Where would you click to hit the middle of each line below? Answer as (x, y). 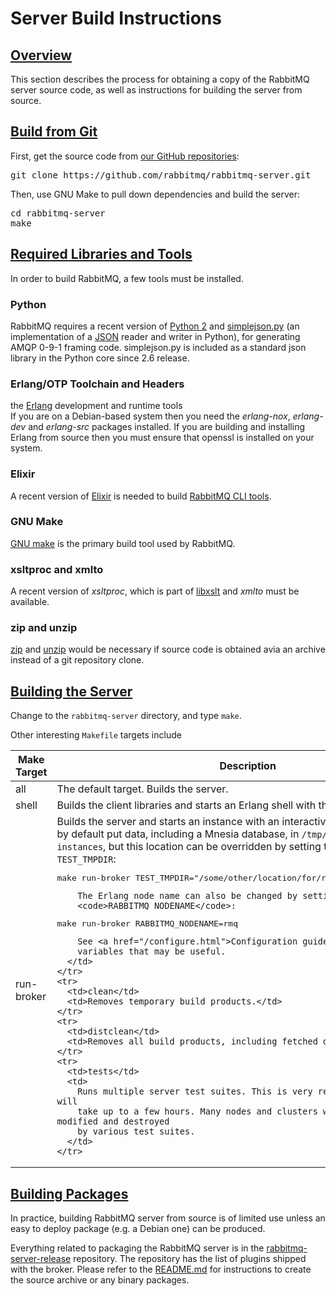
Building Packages (69, 1193)
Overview (41, 55)
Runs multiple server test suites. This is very (195, 1091)
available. (30, 602)
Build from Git (54, 132)
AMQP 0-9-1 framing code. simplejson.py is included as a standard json (158, 347)
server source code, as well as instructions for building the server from (156, 90)
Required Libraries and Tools (101, 254)
